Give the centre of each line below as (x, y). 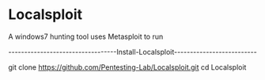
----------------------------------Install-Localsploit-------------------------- (132, 51)
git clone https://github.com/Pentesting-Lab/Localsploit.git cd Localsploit (127, 67)
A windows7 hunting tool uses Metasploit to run (86, 36)
